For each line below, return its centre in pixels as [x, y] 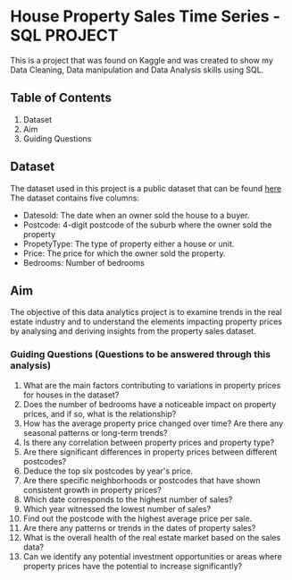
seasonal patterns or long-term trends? [95, 432]
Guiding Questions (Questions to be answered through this [141, 354]
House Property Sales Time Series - [145, 17]
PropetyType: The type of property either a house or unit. [129, 243]
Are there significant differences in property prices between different [150, 452]
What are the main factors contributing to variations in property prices [152, 385]
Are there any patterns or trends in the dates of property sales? [139, 528]
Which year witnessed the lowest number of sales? [117, 508]
